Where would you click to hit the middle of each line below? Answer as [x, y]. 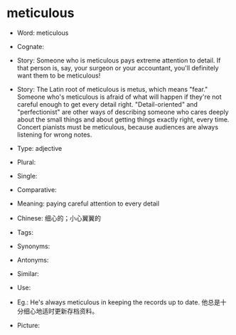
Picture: [28, 325]
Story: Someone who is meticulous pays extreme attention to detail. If [119, 60]
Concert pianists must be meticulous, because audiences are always [117, 127]
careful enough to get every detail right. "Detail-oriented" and [107, 104]
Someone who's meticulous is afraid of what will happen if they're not [119, 97]
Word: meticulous [43, 33]
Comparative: [37, 189]
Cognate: [30, 46]
